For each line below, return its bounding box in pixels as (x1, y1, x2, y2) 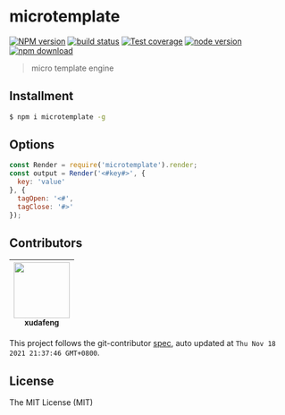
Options (9, 137, 55, 153)
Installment (9, 89, 74, 104)
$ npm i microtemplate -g (9, 112, 105, 122)
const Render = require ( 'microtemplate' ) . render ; (9, 161, 198, 170)
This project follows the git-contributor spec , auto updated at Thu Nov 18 (9, 338, 276, 349)
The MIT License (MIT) (9, 397, 94, 408)
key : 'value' (17, 177, 66, 187)
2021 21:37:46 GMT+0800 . (9, 347, 100, 359)
